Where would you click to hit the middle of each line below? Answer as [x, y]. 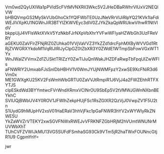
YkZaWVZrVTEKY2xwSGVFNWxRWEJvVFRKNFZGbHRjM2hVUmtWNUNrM [81, 121]
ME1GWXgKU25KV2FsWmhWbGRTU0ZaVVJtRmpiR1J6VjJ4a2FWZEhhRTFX [82, 80]
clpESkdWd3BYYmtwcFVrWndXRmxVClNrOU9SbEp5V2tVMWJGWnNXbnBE [82, 90]
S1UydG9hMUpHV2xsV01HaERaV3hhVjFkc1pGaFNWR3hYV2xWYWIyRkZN [80, 111]
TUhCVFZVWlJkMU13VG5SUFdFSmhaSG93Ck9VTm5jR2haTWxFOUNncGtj [81, 132]
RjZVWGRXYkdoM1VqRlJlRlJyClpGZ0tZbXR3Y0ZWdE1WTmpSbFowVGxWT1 [82, 49]
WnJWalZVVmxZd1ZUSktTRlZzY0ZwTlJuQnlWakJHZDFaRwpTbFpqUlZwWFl [82, 59]
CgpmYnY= [28, 137]
